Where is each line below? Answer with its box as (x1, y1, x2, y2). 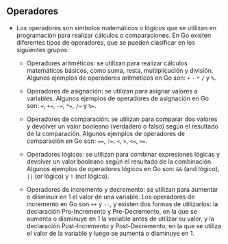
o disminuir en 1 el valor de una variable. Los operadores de (26, 192, 195, 201)
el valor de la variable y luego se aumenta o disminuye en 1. (26, 229, 194, 237)
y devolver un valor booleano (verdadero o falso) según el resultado (26, 122, 218, 130)
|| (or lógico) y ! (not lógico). (26, 172, 110, 180)
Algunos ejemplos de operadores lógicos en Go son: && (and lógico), (26, 164, 220, 173)
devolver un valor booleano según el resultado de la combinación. (26, 157, 213, 166)
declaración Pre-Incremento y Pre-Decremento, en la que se (26, 207, 198, 215)
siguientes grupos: (16, 45, 69, 54)
